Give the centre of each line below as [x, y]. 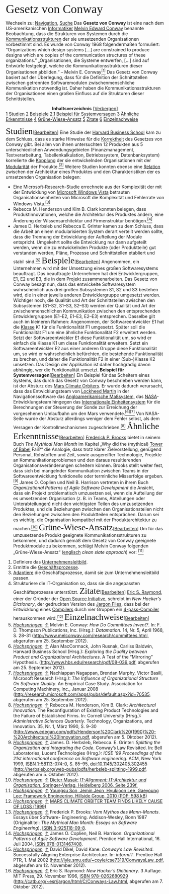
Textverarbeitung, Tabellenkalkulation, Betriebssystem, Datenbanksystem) [83, 155]
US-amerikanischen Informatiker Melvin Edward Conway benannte [75, 28]
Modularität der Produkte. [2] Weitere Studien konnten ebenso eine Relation [83, 166]
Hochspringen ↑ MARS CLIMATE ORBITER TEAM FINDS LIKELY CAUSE [88, 801]
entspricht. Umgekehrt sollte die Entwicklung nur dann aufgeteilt [80, 242]
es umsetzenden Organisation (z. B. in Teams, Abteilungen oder [79, 498]
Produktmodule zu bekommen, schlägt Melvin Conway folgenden [81, 546]
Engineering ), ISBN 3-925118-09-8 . [50, 828]
